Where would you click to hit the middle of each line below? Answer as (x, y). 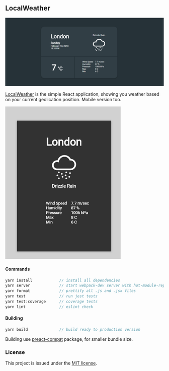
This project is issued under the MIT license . (51, 363)
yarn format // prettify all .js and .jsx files (71, 291)
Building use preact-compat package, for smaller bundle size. (69, 339)
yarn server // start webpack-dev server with (68, 286)
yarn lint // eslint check (49, 307)
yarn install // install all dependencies (63, 280)
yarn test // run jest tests (52, 296)
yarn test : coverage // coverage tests (52, 302)
